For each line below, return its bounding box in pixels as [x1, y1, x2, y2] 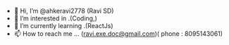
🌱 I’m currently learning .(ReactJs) [13, 22, 113, 30]
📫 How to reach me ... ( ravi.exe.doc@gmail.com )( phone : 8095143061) [13, 30, 223, 38]
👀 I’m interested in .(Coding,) [13, 14, 97, 22]
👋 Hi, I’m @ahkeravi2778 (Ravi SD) [13, 7, 114, 15]
